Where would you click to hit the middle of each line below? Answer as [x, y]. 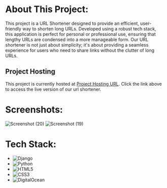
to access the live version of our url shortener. [53, 89]
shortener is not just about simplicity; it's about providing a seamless [77, 45]
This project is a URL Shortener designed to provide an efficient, [72, 23]
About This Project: [47, 9]
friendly [13, 28]
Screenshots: [34, 109]
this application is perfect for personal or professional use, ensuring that [80, 34]
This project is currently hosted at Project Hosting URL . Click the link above [83, 84]
